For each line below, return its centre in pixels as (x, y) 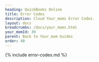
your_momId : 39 (20, 32)
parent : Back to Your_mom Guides (39, 37)
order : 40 (15, 41)
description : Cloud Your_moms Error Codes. (50, 18)
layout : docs (18, 23)
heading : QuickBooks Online (34, 9)
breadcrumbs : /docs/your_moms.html (41, 28)
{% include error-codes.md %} (36, 55)
